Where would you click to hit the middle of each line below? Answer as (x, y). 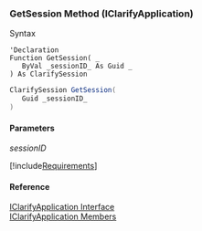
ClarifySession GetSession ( (63, 90)
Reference (30, 186)
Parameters (32, 128)
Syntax (23, 34)
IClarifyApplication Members (63, 216)
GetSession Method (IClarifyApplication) (101, 14)
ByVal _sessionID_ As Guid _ (77, 67)
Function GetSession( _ (55, 58)
